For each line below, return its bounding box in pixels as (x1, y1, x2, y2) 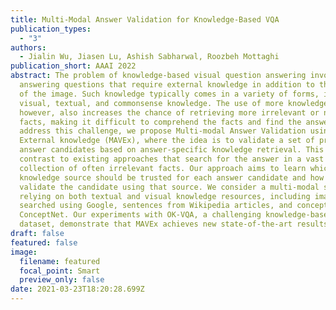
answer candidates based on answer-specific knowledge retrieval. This (19, 145, 325, 155)
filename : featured (19, 256, 101, 266)
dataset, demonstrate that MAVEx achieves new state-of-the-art (19, 219, 293, 230)
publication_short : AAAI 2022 (10, 61, 137, 71)
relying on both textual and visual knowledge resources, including (19, 191, 311, 201)
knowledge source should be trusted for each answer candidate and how (19, 172, 325, 183)
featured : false (10, 237, 78, 248)
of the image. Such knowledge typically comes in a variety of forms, (19, 89, 320, 99)
